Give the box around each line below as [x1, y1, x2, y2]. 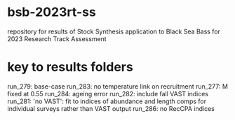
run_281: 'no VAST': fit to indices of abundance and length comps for [7, 97, 207, 105]
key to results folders [7, 59, 133, 75]
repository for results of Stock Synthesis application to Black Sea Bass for [7, 27, 221, 36]
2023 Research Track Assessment [7, 34, 107, 43]
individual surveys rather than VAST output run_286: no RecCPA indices [7, 104, 215, 112]
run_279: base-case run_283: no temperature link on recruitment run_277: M [7, 82, 228, 91]
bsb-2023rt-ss [7, 4, 96, 20]
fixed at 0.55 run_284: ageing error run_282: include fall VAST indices [7, 89, 209, 98]
